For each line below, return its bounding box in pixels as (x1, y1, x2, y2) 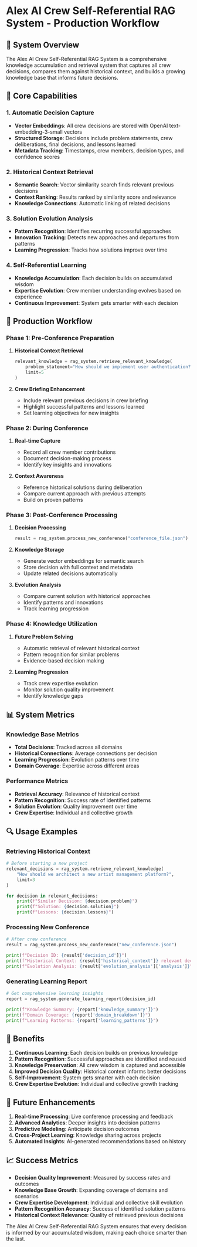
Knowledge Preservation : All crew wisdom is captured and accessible (14, 1062, 186, 1069)
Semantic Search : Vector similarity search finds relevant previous (14, 181, 174, 188)
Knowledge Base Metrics (6, 730, 79, 738)
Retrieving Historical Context (6, 847, 91, 855)
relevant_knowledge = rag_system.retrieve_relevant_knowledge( (14, 359, 173, 365)
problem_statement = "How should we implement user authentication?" (25, 364, 193, 370)
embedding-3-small (14, 128, 63, 135)
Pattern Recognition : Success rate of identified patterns (14, 796, 151, 804)
